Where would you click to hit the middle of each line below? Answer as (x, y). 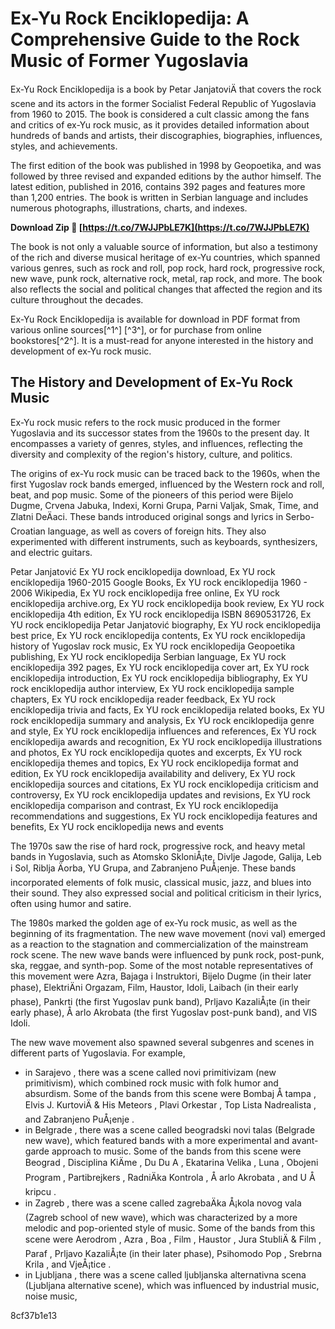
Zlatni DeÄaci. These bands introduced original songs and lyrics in (147, 516)
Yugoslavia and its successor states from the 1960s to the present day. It (160, 433)
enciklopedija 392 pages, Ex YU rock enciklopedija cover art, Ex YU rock (160, 667)
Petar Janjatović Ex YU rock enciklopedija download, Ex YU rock (143, 571)
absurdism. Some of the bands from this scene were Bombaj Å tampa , (170, 1093)
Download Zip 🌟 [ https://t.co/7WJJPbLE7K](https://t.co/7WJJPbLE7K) (160, 227)
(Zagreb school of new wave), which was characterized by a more (161, 1217)
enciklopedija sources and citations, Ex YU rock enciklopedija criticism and (164, 784)
